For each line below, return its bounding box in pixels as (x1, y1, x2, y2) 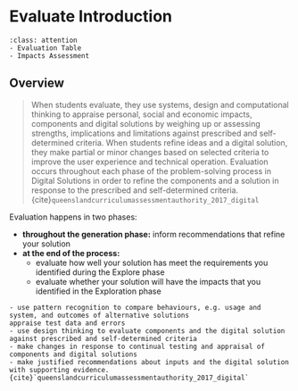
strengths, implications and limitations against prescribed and (30, 128, 258, 138)
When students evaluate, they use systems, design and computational (30, 99, 289, 110)
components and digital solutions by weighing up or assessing (30, 118, 261, 129)
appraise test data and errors (9, 319, 126, 328)
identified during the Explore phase (35, 266, 165, 278)
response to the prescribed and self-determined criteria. (30, 185, 239, 195)
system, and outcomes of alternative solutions (9, 311, 190, 320)
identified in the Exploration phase (35, 286, 162, 296)
